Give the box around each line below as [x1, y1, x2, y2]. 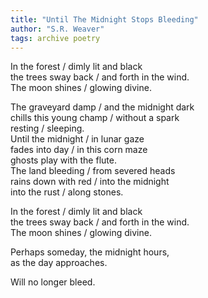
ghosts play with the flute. [10, 154, 117, 166]
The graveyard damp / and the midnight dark [10, 101, 195, 113]
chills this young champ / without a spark [10, 112, 180, 124]
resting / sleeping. [10, 122, 85, 135]
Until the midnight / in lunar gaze [10, 133, 145, 145]
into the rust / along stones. [10, 186, 124, 198]
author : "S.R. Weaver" [10, 24, 105, 34]
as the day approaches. [10, 257, 108, 269]
